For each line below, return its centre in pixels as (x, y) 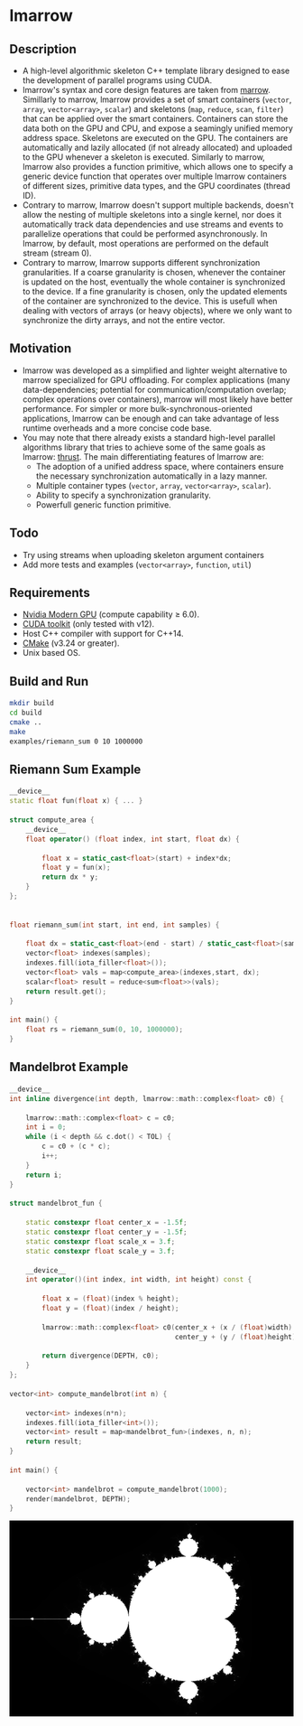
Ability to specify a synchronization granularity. (124, 495)
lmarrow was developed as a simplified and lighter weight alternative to (155, 370)
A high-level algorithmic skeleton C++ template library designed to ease (156, 70)
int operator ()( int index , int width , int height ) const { (139, 1280)
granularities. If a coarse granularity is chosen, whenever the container (154, 272)
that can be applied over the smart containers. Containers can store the (155, 119)
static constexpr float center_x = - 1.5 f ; (106, 1223)
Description (43, 49)
